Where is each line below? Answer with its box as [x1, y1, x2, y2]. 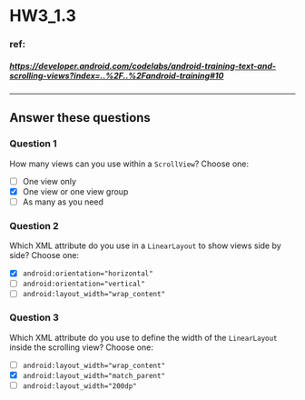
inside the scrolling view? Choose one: [9, 342, 154, 353]
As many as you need [22, 196, 104, 207]
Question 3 [9, 311, 59, 324]
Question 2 [9, 219, 59, 232]
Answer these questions [9, 110, 152, 125]
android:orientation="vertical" [22, 279, 145, 289]
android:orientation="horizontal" [22, 269, 153, 278]
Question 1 [9, 137, 57, 150]
